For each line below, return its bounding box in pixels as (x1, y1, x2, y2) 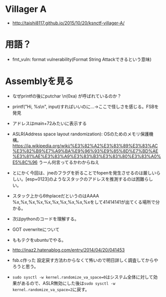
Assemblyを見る (5, 76, 74, 87)
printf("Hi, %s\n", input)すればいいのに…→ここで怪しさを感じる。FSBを (12, 103, 159, 109)
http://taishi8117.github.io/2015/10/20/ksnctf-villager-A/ (12, 20, 125, 26)
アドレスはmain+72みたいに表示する (12, 120, 87, 126)
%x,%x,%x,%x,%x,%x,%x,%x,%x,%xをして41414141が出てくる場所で (12, 199, 156, 205)
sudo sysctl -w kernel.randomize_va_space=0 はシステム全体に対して (12, 274, 154, 280)
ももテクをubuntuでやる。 (12, 237, 66, 243)
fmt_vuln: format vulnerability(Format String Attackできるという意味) (12, 56, 152, 62)
